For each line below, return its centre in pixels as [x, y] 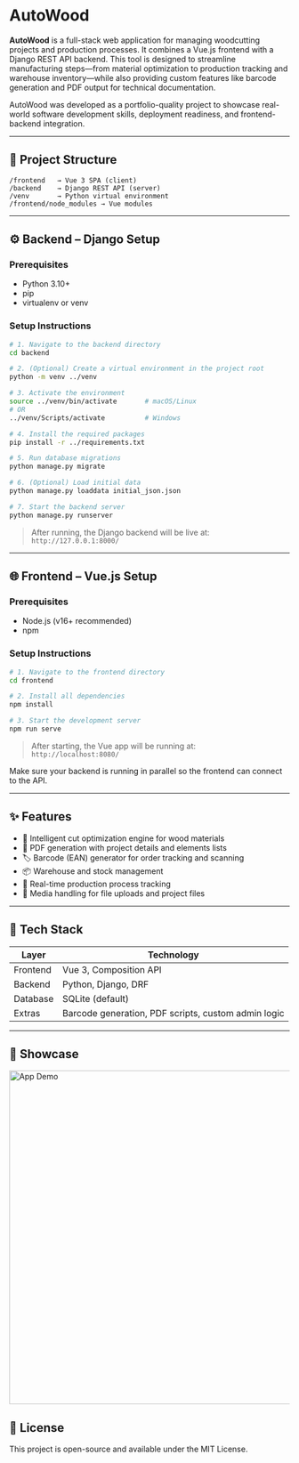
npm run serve [36, 729]
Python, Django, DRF [105, 984]
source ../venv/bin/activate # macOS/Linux [103, 401]
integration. [64, 123]
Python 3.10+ [46, 284]
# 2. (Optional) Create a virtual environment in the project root [137, 369]
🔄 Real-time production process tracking [97, 884]
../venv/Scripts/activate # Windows [95, 418]
